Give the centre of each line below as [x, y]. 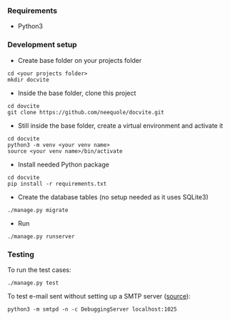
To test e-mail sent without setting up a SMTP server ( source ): [99, 296]
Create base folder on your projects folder [80, 60]
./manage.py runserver [41, 236]
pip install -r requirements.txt [57, 184]
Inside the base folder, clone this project [77, 93]
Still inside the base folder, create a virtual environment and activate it [120, 125]
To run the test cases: [39, 269]
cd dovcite [24, 106]
